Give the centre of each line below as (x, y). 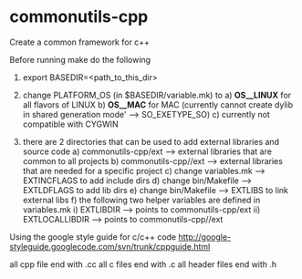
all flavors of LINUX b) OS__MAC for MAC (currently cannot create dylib (158, 104)
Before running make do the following (80, 59)
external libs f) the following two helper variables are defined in (141, 200)
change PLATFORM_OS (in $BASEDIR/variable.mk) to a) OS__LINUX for (157, 95)
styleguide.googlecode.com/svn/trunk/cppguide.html (110, 246)
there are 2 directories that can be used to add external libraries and (151, 141)
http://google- (204, 237)
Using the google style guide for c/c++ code (93, 237)
